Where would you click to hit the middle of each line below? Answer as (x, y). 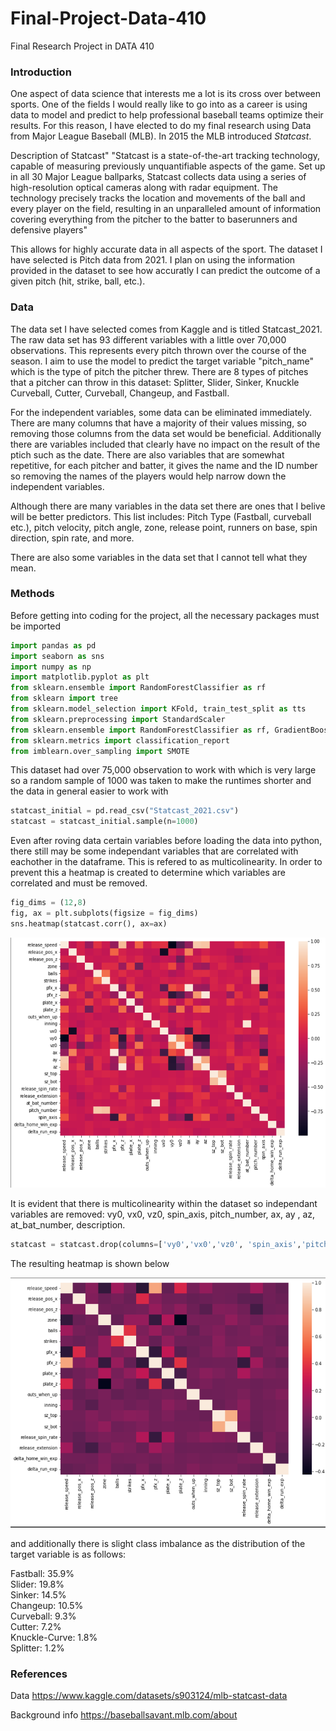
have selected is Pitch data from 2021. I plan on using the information (153, 260)
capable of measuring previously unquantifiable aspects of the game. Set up (168, 166)
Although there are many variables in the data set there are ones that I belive (168, 506)
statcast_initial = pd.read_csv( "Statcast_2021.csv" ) (125, 811)
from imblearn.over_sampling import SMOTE (100, 751)
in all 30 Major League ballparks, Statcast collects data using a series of (158, 177)
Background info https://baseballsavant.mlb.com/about (124, 1715)
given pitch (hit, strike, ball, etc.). (78, 281)
